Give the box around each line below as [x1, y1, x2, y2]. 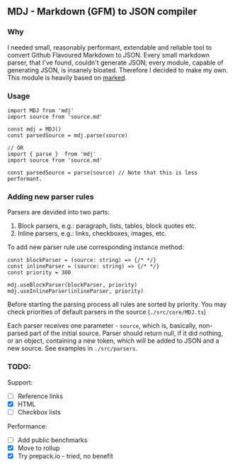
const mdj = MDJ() [7, 126, 62, 133]
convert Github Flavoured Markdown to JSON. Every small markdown [7, 50, 210, 59]
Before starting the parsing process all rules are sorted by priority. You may [7, 300, 227, 309]
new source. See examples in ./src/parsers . [7, 344, 138, 353]
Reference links [17, 392, 64, 400]
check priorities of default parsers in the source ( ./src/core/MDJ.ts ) [7, 308, 207, 317]
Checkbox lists [17, 407, 62, 416]
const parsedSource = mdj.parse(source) [7, 131, 129, 139]
